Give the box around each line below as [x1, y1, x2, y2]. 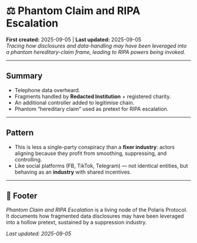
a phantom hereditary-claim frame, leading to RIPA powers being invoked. [6, 48, 186, 55]
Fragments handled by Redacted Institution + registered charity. [14, 93, 171, 100]
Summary [6, 71, 43, 81]
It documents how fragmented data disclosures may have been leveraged [6, 212, 184, 220]
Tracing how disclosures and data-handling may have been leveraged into [6, 42, 187, 49]
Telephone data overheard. [14, 86, 80, 93]
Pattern [6, 128, 34, 138]
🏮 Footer [6, 191, 38, 201]
